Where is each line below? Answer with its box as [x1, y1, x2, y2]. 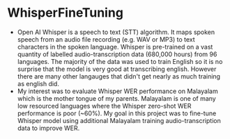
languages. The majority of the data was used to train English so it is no [17, 57, 223, 65]
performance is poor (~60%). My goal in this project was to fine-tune [17, 109, 217, 117]
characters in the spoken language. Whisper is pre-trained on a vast [17, 42, 213, 51]
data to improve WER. [17, 124, 80, 132]
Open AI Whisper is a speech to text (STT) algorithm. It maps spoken [17, 28, 215, 36]
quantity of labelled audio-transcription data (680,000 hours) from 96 [17, 50, 217, 58]
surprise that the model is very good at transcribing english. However [17, 65, 217, 73]
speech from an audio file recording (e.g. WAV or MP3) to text [17, 35, 195, 43]
